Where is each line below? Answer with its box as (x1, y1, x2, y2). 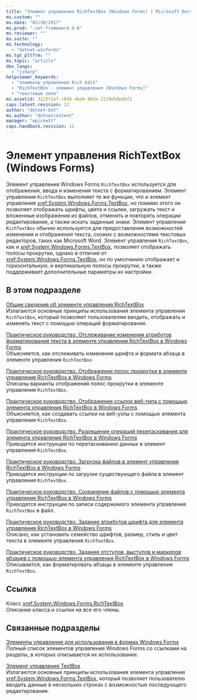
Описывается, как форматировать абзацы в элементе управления (6, 561, 173, 568)
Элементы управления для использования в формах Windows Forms (6, 639, 179, 646)
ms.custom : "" (6, 14, 41, 20)
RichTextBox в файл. (6, 506, 55, 514)
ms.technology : (6, 42, 43, 48)
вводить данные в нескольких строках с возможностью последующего (6, 681, 186, 688)
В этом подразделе (6, 285, 81, 295)
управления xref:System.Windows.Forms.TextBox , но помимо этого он (6, 199, 181, 206)
